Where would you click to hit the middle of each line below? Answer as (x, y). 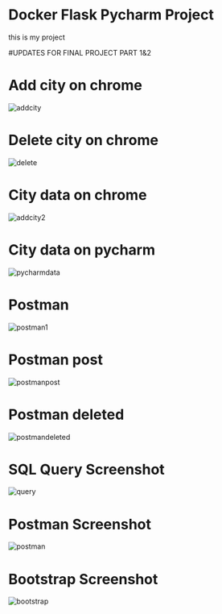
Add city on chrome (75, 85)
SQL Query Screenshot (86, 469)
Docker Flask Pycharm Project (111, 15)
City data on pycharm (82, 249)
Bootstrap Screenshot (83, 579)
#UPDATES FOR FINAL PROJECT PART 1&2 (80, 52)
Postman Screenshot (80, 524)
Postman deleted (66, 415)
